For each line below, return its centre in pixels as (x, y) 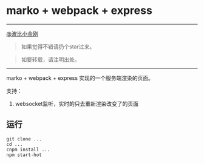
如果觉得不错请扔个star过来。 (58, 47)
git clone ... (24, 139)
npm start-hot (24, 155)
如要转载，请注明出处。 (50, 59)
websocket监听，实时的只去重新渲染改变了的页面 (76, 103)
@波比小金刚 (22, 33)
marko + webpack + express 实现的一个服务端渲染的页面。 (80, 78)
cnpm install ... (28, 149)
